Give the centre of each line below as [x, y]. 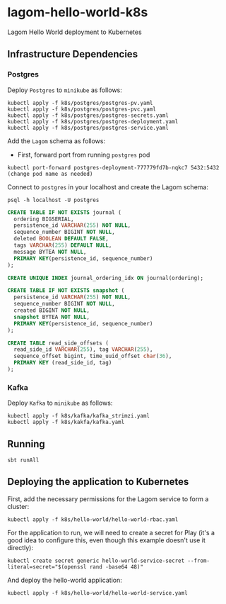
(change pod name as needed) [50, 174]
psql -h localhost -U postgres [53, 200]
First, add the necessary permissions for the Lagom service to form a [108, 499]
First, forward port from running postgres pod [84, 155]
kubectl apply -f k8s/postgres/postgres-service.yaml [88, 128]
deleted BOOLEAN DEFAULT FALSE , [61, 239]
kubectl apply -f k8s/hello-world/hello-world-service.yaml [98, 593]
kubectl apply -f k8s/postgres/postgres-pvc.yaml [82, 109]
